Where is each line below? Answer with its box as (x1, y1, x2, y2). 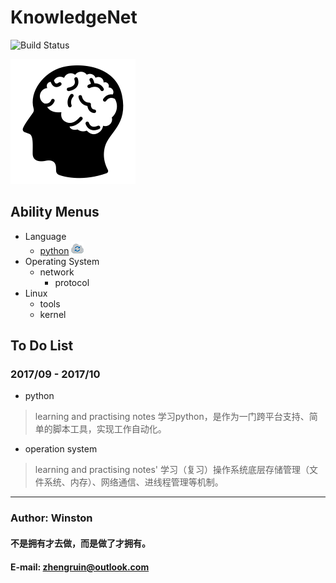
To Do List (10, 337, 74, 355)
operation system (24, 443, 98, 455)
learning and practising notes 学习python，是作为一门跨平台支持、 (34, 411, 310, 423)
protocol (54, 276, 90, 288)
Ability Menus (10, 204, 100, 221)
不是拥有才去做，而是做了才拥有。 (10, 537, 151, 549)
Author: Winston (10, 511, 93, 525)
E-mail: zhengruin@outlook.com (10, 561, 150, 573)
